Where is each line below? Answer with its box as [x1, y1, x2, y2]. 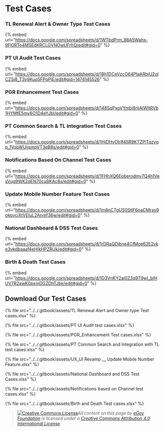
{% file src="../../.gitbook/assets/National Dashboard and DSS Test [5, 371, 140, 377]
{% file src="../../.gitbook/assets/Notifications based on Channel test [5, 386, 143, 392]
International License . [17, 421, 61, 427]
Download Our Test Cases [5, 294, 86, 303]
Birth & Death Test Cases [5, 258, 66, 265]
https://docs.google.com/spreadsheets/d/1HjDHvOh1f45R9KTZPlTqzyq [15, 139, 159, 145]
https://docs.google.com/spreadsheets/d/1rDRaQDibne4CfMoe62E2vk [15, 241, 159, 247]
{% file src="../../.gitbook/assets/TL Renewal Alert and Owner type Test [5, 308, 149, 314]
